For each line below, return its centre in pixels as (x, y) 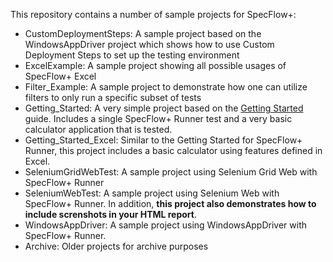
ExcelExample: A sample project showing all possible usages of (155, 65)
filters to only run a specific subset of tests (113, 97)
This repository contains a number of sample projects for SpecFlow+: (153, 14)
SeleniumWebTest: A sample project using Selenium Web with (152, 193)
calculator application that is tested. (98, 129)
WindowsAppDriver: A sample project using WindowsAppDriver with (166, 225)
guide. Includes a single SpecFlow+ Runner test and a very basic (158, 118)
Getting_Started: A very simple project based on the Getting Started (164, 108)
